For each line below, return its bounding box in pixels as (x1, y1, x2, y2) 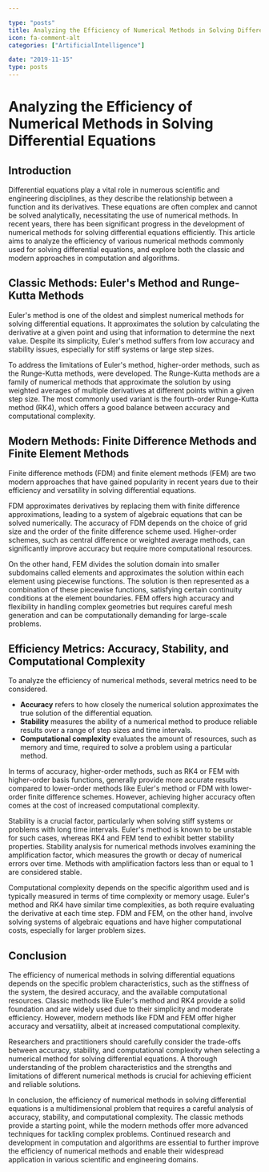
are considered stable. (8, 868, 82, 877)
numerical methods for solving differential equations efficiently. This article (8, 228, 255, 237)
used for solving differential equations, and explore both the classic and (8, 245, 245, 254)
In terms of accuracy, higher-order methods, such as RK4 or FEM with (8, 767, 240, 776)
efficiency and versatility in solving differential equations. (8, 485, 197, 494)
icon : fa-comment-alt (8, 34, 81, 42)
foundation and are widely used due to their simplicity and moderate (8, 1004, 234, 1014)
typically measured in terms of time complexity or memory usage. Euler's (8, 892, 250, 901)
